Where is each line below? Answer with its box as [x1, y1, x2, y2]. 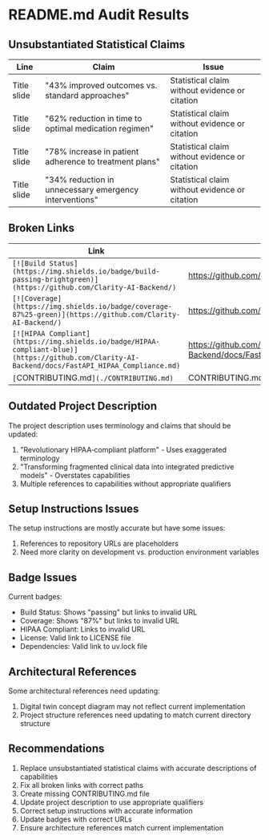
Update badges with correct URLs [19, 814, 132, 824]
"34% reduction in [45, 174, 114, 185]
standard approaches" [45, 90, 130, 101]
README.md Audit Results [8, 6, 190, 24]
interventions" [45, 194, 98, 205]
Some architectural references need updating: [8, 686, 160, 696]
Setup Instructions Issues [8, 502, 139, 516]
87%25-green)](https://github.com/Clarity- [12, 310, 181, 319]
